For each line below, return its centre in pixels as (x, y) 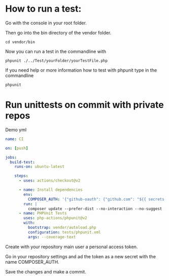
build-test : (23, 162)
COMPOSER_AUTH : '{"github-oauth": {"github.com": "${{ (87, 199)
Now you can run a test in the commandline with (56, 51)
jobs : (11, 157)
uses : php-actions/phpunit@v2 (55, 218)
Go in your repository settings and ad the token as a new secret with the (81, 256)
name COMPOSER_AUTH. (32, 262)
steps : (21, 176)
